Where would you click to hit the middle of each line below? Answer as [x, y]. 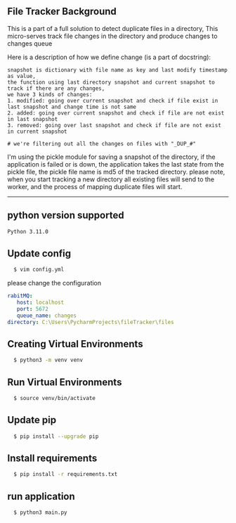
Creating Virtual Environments [75, 344]
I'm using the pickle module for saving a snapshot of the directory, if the [111, 157]
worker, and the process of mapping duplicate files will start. [95, 186]
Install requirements [52, 459]
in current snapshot [38, 131]
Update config [39, 253]
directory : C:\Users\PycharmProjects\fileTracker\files [91, 322]
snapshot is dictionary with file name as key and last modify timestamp [118, 70]
